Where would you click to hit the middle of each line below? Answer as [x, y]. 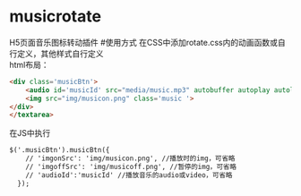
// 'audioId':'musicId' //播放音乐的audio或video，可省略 [129, 175]
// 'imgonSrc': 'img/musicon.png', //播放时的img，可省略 [130, 158]
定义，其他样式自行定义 [60, 53]
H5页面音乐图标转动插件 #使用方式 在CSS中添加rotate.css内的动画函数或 [143, 42]
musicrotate [55, 17]
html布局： [29, 64]
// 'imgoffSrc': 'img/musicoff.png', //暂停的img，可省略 [131, 167]
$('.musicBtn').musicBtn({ [60, 150]
